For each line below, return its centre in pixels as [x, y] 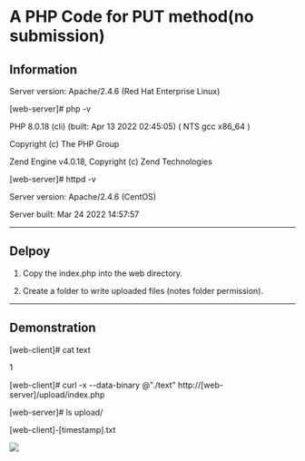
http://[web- [201, 385]
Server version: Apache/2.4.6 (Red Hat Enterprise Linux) [115, 91]
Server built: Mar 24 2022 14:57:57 [74, 214]
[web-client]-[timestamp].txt [63, 429]
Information [44, 69]
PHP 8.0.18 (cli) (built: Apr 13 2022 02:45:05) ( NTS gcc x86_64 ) [130, 126]
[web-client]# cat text [50, 349]
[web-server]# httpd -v [53, 179]
